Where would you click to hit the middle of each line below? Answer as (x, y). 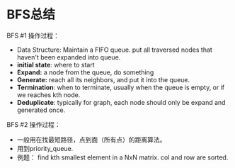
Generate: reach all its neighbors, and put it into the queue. (103, 79)
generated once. (41, 110)
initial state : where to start (56, 65)
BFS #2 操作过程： (34, 124)
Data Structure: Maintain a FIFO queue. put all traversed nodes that (115, 50)
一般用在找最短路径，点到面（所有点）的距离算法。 (91, 140)
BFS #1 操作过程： (33, 35)
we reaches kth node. (48, 95)
